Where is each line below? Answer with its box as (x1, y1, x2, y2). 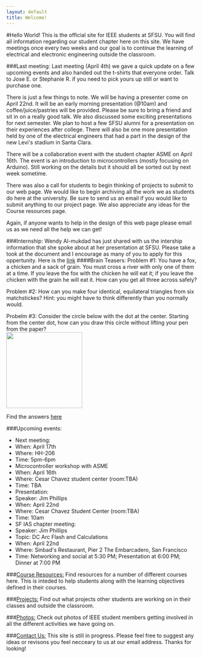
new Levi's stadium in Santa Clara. (6, 138, 93, 146)
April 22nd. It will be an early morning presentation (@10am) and (6, 100, 168, 107)
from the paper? (6, 325, 47, 333)
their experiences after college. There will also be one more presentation (6, 126, 188, 133)
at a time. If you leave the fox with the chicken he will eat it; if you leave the (6, 270, 194, 277)
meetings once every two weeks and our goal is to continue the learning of (6, 44, 193, 52)
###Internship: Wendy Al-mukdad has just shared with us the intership (6, 237, 183, 245)
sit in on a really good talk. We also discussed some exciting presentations (6, 113, 192, 120)
